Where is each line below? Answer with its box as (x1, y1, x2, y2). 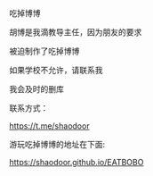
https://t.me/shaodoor (9, 121, 91, 131)
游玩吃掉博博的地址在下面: (9, 139, 106, 149)
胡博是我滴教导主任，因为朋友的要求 (9, 27, 142, 38)
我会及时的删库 (9, 84, 64, 94)
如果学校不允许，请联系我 (9, 65, 103, 75)
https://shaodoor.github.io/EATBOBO (9, 157, 144, 167)
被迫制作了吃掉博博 (9, 46, 80, 56)
